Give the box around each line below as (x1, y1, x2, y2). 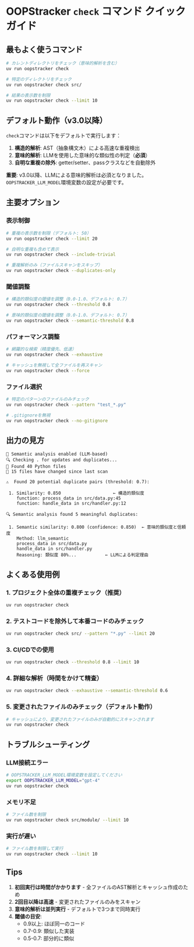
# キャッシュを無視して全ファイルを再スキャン (6, 362, 103, 368)
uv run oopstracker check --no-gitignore (6, 418, 108, 423)
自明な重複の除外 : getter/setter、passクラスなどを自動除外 (14, 159, 156, 166)
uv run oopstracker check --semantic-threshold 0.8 (6, 318, 134, 323)
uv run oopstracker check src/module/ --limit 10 (6, 817, 129, 823)
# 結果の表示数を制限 (6, 92, 51, 98)
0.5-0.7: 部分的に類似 (23, 935, 75, 942)
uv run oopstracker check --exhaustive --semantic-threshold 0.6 (6, 688, 168, 694)
